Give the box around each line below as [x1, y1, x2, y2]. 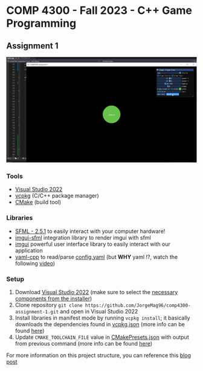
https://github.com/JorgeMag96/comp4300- [85, 302, 192, 309]
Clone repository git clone [14, 301, 83, 309]
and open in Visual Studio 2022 [60, 307, 138, 315]
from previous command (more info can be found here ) [14, 340, 153, 347]
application [14, 246, 43, 254]
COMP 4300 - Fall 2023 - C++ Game [6, 4, 192, 18]
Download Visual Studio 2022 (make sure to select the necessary [14, 288, 178, 295]
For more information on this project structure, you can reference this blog [6, 352, 192, 359]
